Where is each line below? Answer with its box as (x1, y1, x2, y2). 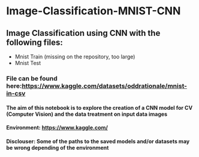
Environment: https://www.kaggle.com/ (6, 124, 108, 131)
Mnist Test (14, 60, 41, 66)
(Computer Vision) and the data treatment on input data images (6, 110, 168, 118)
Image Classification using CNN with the (6, 28, 161, 38)
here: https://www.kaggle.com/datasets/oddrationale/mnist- (6, 82, 188, 90)
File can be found (6, 74, 58, 82)
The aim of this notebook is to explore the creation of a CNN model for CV (6, 104, 193, 111)
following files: (6, 37, 63, 47)
